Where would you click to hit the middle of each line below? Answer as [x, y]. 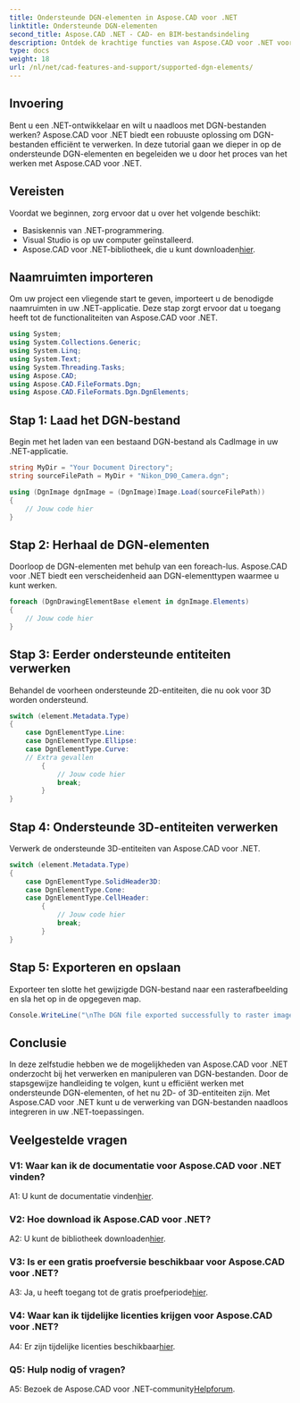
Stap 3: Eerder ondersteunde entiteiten [120, 655]
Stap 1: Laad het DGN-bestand [95, 420]
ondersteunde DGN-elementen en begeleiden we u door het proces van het [148, 154]
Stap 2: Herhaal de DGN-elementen [109, 545]
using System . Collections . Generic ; [75, 342]
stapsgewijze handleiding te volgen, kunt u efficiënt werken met [127, 1084]
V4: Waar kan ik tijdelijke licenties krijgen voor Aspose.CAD [141, 1315]
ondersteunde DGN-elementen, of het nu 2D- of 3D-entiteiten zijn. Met [140, 1093]
